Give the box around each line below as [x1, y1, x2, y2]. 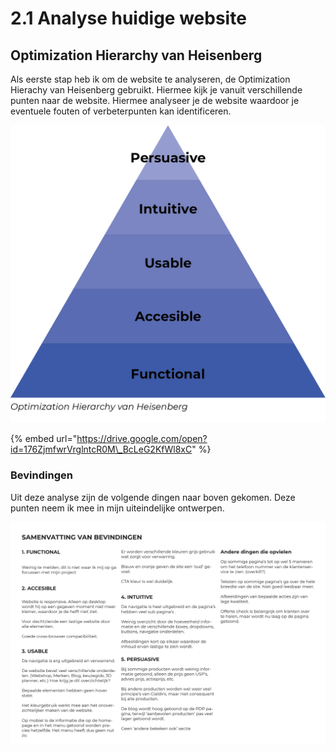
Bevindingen [10, 468, 73, 482]
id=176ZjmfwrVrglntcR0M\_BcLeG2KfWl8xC [10, 443, 193, 456]
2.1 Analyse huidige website [10, 7, 247, 30]
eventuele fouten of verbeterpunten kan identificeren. [10, 105, 232, 117]
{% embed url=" [10, 433, 78, 445]
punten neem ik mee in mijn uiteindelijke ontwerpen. [10, 502, 225, 514]
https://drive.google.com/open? [76, 433, 208, 445]
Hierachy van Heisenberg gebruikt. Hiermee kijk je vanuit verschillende [10, 84, 303, 96]
